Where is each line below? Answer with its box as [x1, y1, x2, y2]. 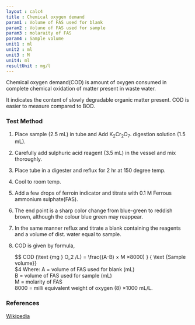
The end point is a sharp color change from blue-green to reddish [14, 207, 173, 214]
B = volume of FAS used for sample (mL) [14, 272, 112, 279]
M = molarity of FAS [14, 278, 63, 285]
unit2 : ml [6, 47, 33, 53]
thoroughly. [14, 155, 43, 162]
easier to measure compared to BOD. [6, 103, 95, 110]
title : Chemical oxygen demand [6, 14, 85, 20]
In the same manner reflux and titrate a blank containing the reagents [14, 224, 181, 231]
